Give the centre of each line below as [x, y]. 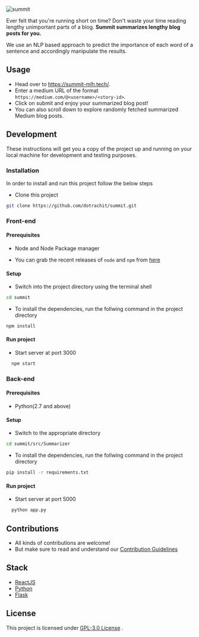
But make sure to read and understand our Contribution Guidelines [96, 549]
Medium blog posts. [39, 115]
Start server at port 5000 [45, 499]
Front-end [21, 221]
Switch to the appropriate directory [58, 433]
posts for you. [24, 33]
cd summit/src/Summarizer [38, 444]
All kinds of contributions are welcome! [63, 543]
